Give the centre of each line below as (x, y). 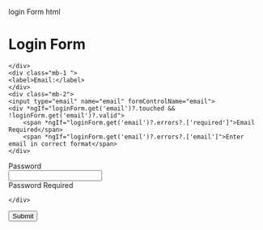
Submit (23, 216)
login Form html (34, 12)
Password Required (41, 185)
